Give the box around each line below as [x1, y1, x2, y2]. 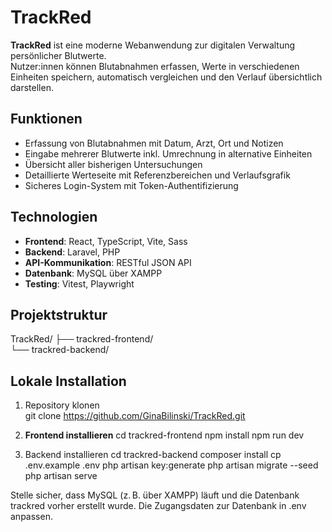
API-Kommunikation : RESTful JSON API [24, 256, 192, 268]
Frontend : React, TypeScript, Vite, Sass [24, 235, 188, 247]
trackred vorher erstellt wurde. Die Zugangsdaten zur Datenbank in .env [10, 500, 307, 512]
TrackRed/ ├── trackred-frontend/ [10, 333, 154, 345]
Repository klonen [24, 399, 100, 411]
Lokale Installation [10, 372, 127, 390]
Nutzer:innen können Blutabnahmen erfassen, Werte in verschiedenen [10, 60, 300, 72]
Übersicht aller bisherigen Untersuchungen [24, 158, 203, 170]
